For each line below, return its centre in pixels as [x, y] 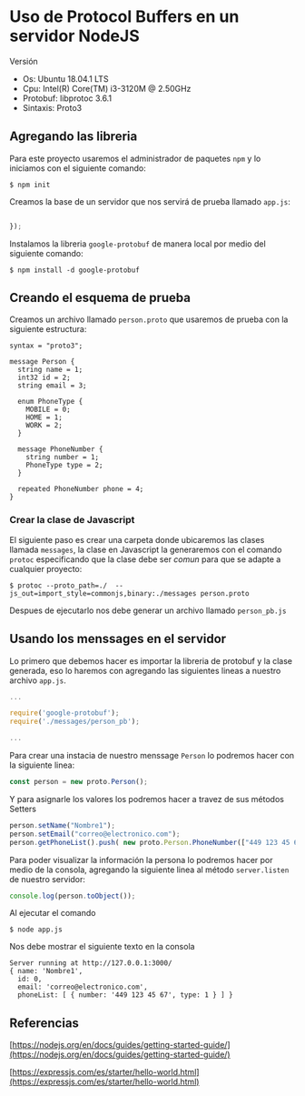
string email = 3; [53, 386]
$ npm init [30, 185]
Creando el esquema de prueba [100, 298]
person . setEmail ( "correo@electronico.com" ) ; [95, 834]
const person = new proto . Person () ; [79, 782]
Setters [23, 809]
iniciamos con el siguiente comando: [78, 168]
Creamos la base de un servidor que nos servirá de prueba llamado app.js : [150, 201]
